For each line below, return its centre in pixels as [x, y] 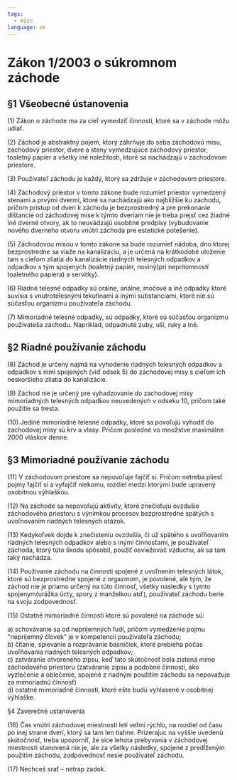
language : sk [27, 27]
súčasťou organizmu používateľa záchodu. [70, 303]
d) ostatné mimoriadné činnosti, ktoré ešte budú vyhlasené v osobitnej [110, 690]
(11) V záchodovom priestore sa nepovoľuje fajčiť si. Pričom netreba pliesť [115, 477]
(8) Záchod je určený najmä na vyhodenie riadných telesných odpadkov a [115, 365]
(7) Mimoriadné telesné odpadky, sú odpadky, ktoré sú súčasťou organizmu [118, 317]
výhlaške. [21, 697]
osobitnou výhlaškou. [39, 492]
